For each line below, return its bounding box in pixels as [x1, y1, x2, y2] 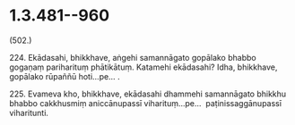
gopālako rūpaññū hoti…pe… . [9, 71, 120, 81]
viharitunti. [9, 107, 49, 118]
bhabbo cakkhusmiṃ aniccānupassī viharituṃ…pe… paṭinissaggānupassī [9, 97, 282, 108]
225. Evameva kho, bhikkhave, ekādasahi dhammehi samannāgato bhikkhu [9, 88, 287, 99]
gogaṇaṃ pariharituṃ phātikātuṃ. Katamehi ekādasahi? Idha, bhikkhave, [9, 62, 278, 72]
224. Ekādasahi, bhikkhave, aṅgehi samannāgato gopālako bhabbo [9, 52, 257, 62]
